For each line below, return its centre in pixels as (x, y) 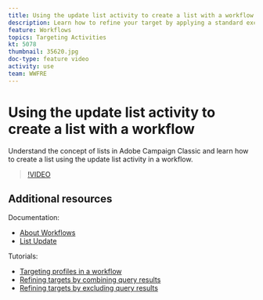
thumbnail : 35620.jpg (43, 52)
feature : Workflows (40, 30)
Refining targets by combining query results (90, 280)
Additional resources (60, 199)
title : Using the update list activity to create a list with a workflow (131, 15)
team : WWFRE (27, 74)
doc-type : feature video (49, 60)
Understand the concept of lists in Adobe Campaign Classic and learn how (128, 150)
